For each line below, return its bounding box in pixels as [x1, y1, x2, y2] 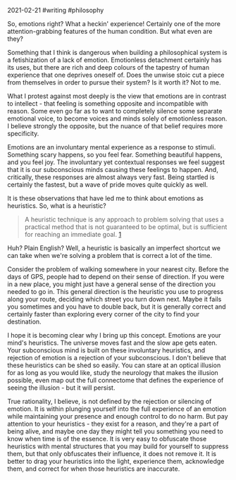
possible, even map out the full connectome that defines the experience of [7, 376, 224, 384]
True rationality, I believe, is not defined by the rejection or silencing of [7, 398, 212, 405]
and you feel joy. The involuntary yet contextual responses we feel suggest [7, 158, 225, 166]
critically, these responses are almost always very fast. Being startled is [7, 173, 215, 181]
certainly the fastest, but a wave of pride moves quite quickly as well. [7, 180, 209, 189]
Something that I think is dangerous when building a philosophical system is [7, 49, 228, 56]
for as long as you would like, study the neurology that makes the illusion [7, 369, 218, 376]
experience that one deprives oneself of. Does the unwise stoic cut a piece [7, 70, 225, 79]
